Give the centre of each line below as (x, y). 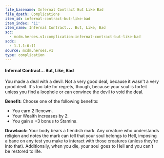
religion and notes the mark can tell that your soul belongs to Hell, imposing (81, 136)
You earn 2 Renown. (32, 111)
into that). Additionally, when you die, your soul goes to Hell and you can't (79, 146)
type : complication (25, 55)
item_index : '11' (23, 23)
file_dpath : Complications (32, 14)
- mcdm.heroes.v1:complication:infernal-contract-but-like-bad (75, 37)
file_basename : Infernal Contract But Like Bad (54, 10)
